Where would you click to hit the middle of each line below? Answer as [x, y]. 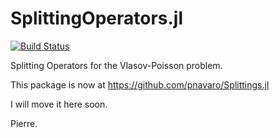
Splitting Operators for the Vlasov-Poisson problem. [116, 65]
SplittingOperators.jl [97, 18]
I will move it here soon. [59, 104]
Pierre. [24, 123]
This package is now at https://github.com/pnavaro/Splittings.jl [140, 84]
